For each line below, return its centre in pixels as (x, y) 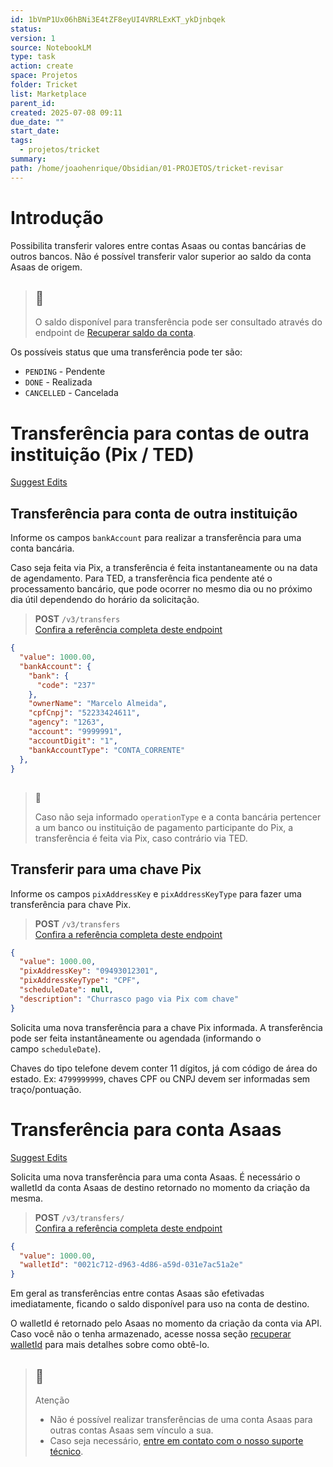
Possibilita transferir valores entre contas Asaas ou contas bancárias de (158, 245)
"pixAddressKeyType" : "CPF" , (80, 981)
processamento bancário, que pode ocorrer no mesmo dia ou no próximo (161, 589)
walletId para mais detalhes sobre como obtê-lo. (110, 1345)
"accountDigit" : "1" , (73, 741)
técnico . (66, 1451)
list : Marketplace (48, 94)
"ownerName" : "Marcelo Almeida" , (98, 704)
